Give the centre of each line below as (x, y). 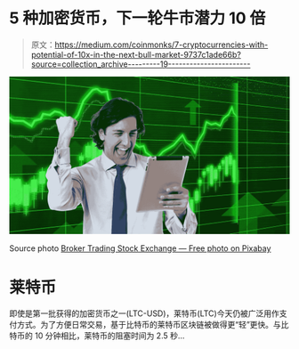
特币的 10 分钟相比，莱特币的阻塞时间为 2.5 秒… (97, 336)
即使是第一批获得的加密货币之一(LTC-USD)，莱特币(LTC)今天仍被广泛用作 (145, 313)
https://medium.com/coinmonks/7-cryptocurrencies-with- (162, 45)
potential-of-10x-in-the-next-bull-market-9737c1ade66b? (136, 54)
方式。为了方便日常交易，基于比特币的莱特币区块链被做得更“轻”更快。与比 (153, 325)
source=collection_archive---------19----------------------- (141, 64)
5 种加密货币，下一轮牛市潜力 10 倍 (137, 18)
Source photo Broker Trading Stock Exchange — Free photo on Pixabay (140, 248)
